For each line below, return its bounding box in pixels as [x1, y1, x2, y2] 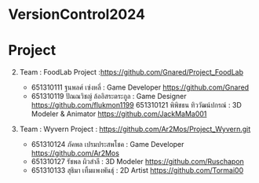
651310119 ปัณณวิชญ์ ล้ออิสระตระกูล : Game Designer [31, 92, 187, 101]
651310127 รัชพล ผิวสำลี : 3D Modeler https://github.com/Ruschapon [31, 157, 245, 167]
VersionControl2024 [8, 5, 145, 24]
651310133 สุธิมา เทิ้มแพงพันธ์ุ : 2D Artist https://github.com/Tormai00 [31, 166, 244, 175]
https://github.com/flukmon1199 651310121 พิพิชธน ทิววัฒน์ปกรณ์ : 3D [31, 101, 242, 110]
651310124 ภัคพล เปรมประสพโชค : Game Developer [31, 140, 184, 149]
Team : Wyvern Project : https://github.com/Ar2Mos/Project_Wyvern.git [19, 124, 251, 134]
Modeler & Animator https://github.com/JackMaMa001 [31, 109, 207, 119]
